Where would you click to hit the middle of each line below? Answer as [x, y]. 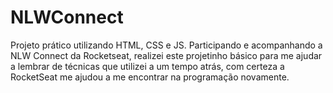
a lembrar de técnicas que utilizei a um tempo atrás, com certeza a [147, 66]
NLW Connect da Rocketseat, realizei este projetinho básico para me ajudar [166, 55]
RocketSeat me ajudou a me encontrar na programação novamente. [150, 77]
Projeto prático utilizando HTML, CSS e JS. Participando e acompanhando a [166, 45]
